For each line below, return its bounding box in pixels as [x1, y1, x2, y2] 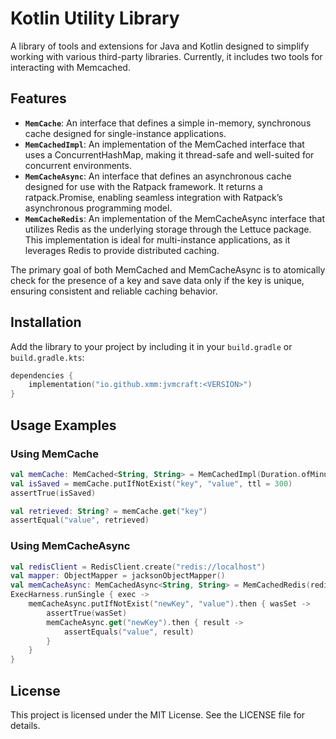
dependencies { [10, 370, 74, 381]
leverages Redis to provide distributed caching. [24, 244, 220, 256]
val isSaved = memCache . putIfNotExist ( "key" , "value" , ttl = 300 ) [10, 478, 293, 489]
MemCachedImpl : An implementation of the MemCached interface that [24, 138, 305, 150]
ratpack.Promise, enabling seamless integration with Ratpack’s [24, 191, 283, 203]
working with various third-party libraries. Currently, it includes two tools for [10, 50, 323, 62]
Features [10, 90, 67, 107]
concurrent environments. [24, 159, 132, 171]
